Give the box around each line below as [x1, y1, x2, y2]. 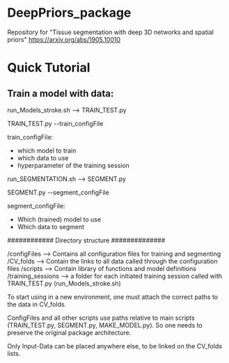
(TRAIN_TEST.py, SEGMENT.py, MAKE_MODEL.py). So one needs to [7, 320, 203, 329]
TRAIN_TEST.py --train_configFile [7, 119, 104, 128]
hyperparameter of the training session [17, 161, 130, 169]
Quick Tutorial [7, 60, 90, 76]
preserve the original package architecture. [7, 328, 132, 337]
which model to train [17, 146, 77, 155]
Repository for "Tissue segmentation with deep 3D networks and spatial [7, 28, 214, 36]
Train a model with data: [7, 87, 114, 99]
